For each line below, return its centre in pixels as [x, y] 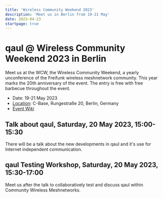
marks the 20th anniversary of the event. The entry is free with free [74, 83]
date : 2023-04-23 [23, 19]
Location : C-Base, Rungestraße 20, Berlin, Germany [66, 103]
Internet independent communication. [44, 149]
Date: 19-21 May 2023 [35, 98]
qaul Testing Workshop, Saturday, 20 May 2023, [81, 165]
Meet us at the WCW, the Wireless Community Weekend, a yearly [72, 73]
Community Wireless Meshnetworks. [43, 190]
